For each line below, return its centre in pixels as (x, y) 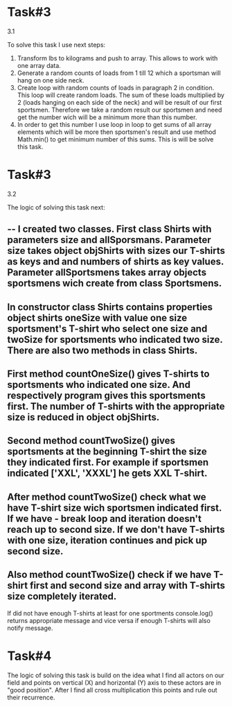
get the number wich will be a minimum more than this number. (107, 117)
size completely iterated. (62, 596)
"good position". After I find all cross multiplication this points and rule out (112, 690)
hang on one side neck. (51, 80)
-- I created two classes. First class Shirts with (109, 229)
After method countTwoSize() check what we (107, 497)
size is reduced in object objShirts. (83, 417)
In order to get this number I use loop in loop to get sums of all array (114, 124)
